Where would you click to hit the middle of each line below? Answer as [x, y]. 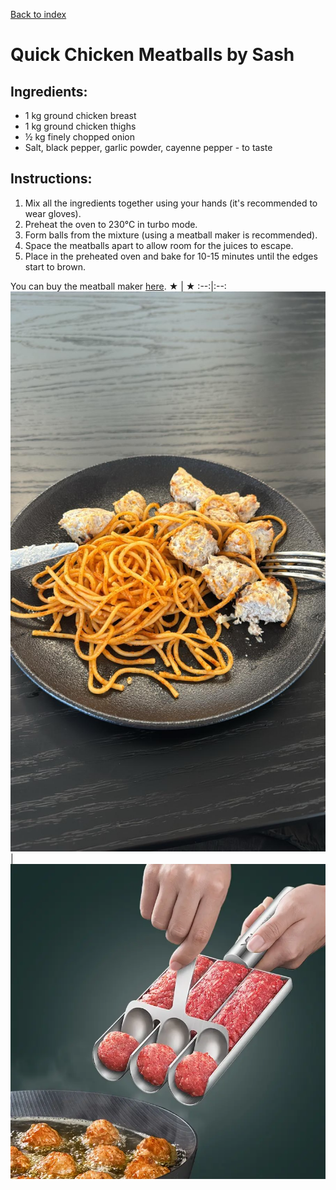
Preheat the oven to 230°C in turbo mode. [111, 224]
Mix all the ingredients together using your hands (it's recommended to [171, 203]
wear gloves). [53, 213]
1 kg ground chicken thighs [80, 126]
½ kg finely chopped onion [79, 137]
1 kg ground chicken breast [80, 115]
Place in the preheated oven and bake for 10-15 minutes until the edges [171, 256]
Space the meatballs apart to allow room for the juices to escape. [159, 245]
